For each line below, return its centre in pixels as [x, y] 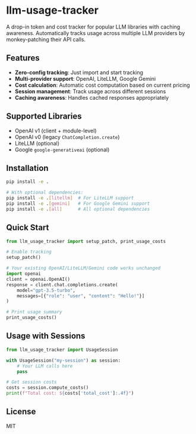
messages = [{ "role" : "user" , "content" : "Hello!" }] [81, 296]
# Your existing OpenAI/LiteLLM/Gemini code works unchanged [83, 268]
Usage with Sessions [46, 336]
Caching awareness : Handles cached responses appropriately [92, 97]
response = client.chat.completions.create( [62, 285]
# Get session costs [32, 382]
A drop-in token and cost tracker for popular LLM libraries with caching [93, 27]
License [21, 412]
